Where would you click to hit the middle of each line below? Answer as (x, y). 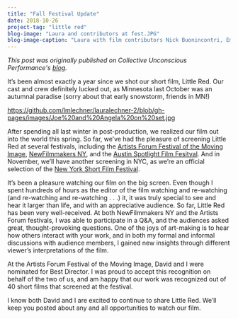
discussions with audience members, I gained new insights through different (119, 243)
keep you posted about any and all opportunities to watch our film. (104, 308)
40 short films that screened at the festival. (70, 286)
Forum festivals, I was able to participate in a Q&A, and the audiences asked (118, 221)
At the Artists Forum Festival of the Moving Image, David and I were (106, 264)
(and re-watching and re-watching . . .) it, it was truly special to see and (112, 198)
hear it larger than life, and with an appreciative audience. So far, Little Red (116, 205)
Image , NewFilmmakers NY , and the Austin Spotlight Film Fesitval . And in (114, 154)
